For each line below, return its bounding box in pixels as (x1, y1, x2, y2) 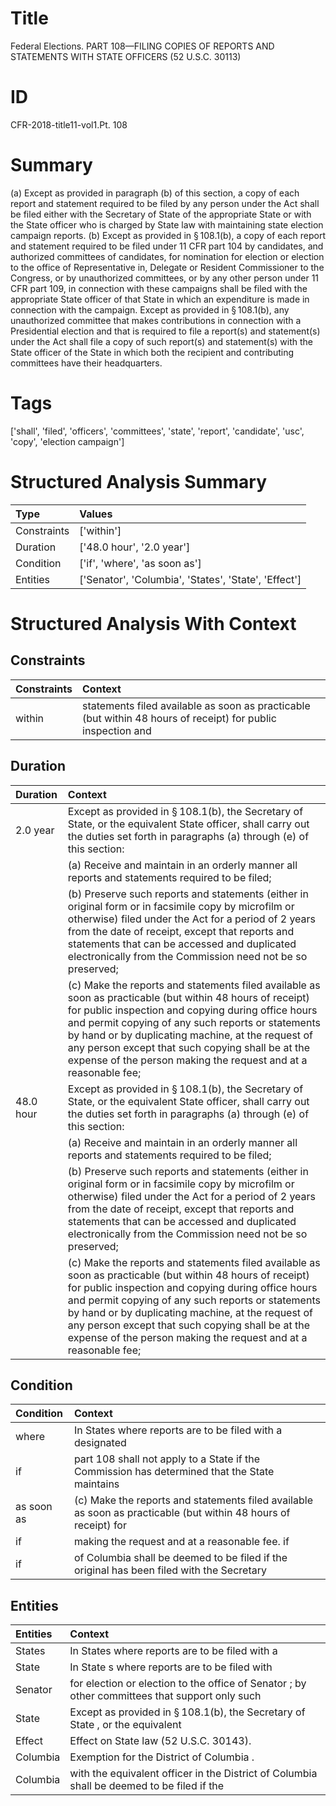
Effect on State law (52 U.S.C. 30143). (69, 1734, 252, 1748)
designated (73, 1436, 127, 1450)
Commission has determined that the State (73, 1465, 275, 1479)
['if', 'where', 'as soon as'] (79, 556, 202, 570)
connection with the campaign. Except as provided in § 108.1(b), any (10, 303, 290, 316)
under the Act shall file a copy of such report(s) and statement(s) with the (10, 335, 314, 347)
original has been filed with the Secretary (73, 1563, 267, 1577)
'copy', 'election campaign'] (10, 435, 125, 447)
